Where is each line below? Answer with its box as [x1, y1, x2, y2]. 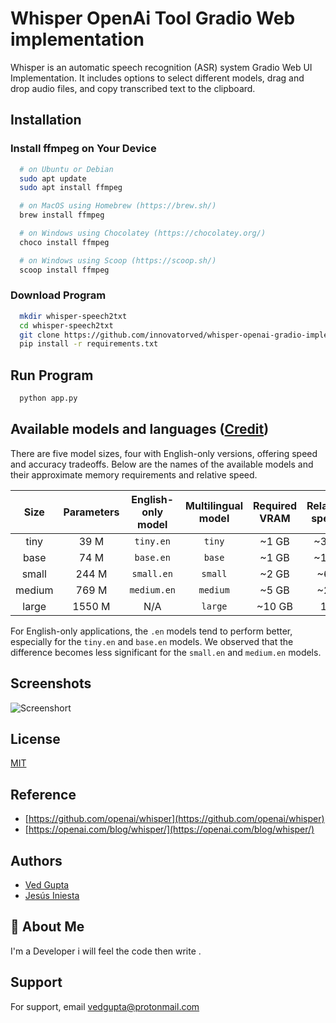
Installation [10, 112, 82, 129]
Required [253, 498, 297, 512]
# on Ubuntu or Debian [19, 164, 114, 174]
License [10, 731, 61, 747]
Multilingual [185, 498, 244, 512]
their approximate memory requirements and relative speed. [10, 468, 258, 481]
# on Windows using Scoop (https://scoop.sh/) [19, 255, 217, 266]
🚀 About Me [10, 918, 85, 936]
